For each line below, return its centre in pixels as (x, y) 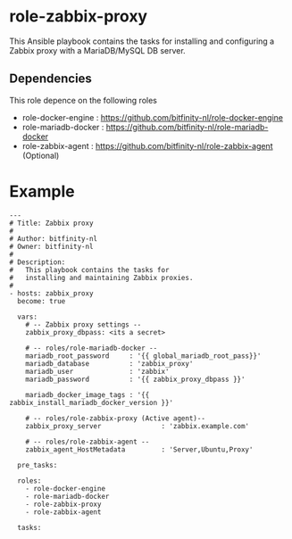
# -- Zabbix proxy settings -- (83, 324)
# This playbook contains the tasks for (89, 269)
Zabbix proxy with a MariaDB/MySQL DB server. (97, 50)
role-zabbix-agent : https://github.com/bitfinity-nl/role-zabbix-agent (147, 145)
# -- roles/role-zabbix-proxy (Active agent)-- (115, 418)
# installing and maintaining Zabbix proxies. (101, 278)
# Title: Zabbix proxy (51, 223)
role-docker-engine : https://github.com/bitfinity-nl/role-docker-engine (153, 117)
